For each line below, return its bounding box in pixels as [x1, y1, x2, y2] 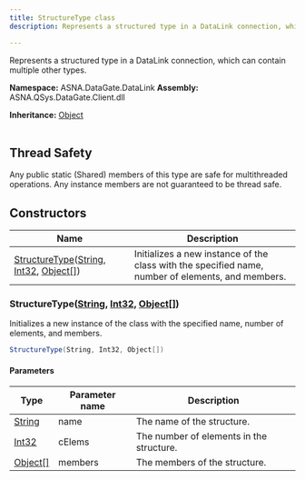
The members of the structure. [135, 455, 267, 468]
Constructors [9, 205, 87, 221]
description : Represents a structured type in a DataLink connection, [9, 22, 282, 31]
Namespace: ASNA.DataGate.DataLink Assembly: [9, 82, 199, 93]
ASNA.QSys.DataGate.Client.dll [9, 92, 125, 103]
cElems [58, 435, 90, 448]
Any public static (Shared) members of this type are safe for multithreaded [9, 169, 288, 180]
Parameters [9, 365, 54, 375]
